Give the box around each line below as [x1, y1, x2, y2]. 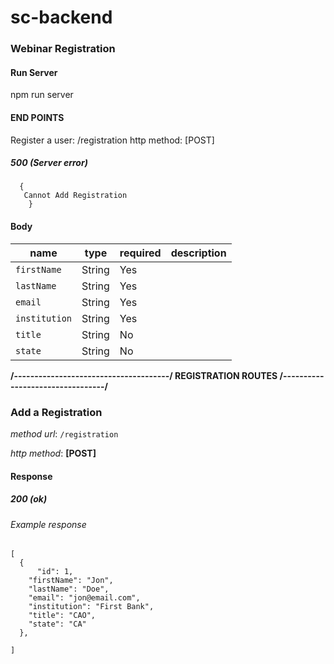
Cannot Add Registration [23, 191, 128, 201]
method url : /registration [10, 427, 119, 440]
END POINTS [10, 111, 65, 123]
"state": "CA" [28, 619, 87, 630]
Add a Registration [10, 405, 103, 419]
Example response [10, 518, 87, 530]
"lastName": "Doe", [28, 584, 110, 595]
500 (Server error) [10, 157, 88, 169]
